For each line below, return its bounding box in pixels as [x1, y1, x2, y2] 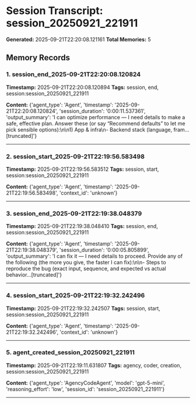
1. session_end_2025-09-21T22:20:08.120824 [6, 70, 141, 78]
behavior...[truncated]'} [6, 271, 62, 278]
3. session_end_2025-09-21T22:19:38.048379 [6, 209, 142, 217]
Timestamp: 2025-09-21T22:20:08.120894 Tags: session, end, [6, 84, 159, 91]
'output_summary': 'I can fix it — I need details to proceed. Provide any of [6, 253, 183, 260]
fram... [173, 126, 190, 133]
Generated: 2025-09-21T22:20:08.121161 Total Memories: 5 [6, 36, 151, 43]
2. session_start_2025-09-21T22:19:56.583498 [6, 152, 145, 160]
